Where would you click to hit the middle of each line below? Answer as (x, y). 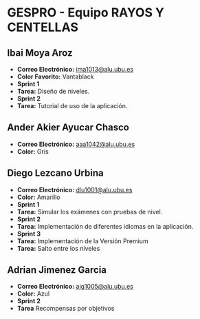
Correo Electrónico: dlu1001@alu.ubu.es (75, 189)
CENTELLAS (43, 27)
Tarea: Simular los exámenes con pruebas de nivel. (90, 212)
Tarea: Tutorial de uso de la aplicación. (72, 106)
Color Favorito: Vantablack (55, 76)
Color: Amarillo (38, 197)
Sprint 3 (29, 234)
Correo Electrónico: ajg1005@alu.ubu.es (75, 287)
